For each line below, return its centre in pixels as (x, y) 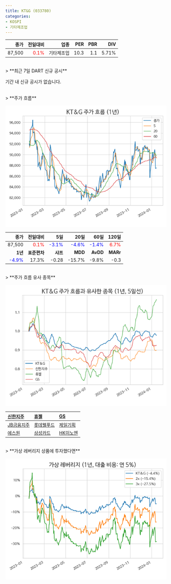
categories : (18, 16)
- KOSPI (14, 22)
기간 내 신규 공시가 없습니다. (33, 82)
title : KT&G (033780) (28, 11)
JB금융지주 (18, 425)
